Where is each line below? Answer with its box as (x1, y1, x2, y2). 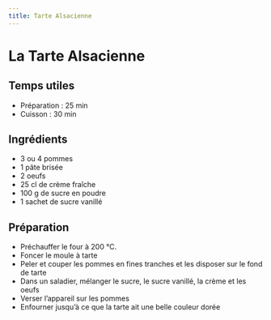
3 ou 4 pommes (19, 154, 74, 164)
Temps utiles (8, 79, 75, 93)
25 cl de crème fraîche (19, 180, 96, 190)
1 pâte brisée (19, 163, 63, 173)
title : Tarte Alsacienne (8, 11, 92, 20)
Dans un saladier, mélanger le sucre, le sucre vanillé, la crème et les (19, 276, 247, 286)
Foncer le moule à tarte (19, 250, 98, 260)
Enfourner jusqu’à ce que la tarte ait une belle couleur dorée (19, 302, 221, 312)
